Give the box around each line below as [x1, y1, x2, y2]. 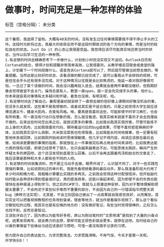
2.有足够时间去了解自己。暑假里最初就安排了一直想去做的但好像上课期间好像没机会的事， [5, 99, 159, 104]
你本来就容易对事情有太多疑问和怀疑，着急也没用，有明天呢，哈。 [5, 94, 118, 99]
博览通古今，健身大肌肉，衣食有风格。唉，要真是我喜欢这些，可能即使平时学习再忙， [5, 109, 150, 114]
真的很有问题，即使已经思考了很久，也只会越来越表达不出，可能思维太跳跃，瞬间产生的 [8, 145, 158, 150]
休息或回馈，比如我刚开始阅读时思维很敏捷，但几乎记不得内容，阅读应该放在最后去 [12, 135, 154, 140]
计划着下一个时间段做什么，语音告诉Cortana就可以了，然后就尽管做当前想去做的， [12, 68, 155, 73]
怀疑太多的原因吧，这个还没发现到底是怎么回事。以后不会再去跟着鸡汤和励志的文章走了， [5, 151, 158, 156]
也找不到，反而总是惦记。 [5, 208, 49, 213]
